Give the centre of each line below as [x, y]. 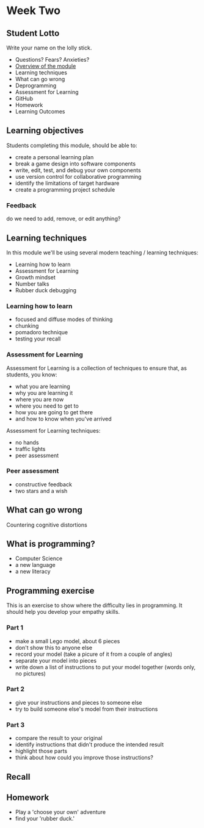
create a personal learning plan [54, 157]
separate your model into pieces [56, 660]
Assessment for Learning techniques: [53, 430]
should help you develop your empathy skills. [63, 612]
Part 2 [16, 689]
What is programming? [51, 544]
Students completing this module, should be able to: [72, 145]
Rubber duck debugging [46, 290]
